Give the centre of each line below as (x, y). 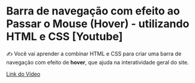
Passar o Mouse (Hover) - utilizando (98, 24)
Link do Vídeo (23, 74)
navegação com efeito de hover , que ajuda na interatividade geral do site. (97, 62)
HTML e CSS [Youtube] (64, 37)
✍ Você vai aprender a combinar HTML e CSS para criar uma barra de (94, 54)
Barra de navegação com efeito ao (93, 11)
